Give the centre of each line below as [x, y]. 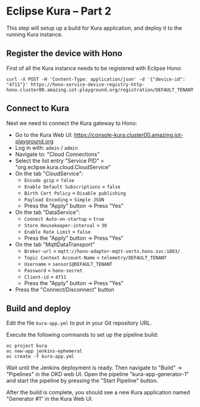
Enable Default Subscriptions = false [72, 186]
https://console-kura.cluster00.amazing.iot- [128, 135]
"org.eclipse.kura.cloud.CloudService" [63, 167]
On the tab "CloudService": [49, 173]
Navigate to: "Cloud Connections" [57, 154]
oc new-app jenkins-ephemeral [45, 351]
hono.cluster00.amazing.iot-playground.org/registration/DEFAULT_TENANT [100, 90]
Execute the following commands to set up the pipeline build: [82, 335]
